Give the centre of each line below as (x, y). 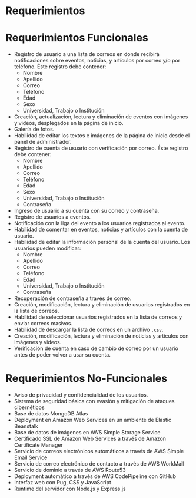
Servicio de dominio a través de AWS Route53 (70, 470)
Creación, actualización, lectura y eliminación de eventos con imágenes (101, 117)
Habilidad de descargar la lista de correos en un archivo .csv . (89, 330)
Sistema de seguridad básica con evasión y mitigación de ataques (94, 401)
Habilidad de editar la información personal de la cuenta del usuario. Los (102, 242)
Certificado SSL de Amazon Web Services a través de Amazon (90, 439)
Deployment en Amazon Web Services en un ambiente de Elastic (93, 420)
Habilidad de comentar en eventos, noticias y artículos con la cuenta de (101, 230)
